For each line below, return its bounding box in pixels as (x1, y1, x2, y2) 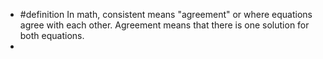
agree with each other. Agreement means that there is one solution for (19, 19, 310, 31)
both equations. (19, 30, 85, 41)
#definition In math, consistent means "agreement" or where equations (19, 9, 313, 20)
